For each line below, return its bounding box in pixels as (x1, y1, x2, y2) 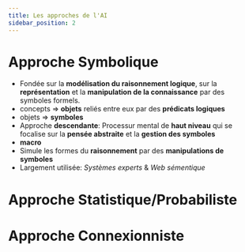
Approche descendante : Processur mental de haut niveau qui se (19, 121, 233, 130)
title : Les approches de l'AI (8, 11, 108, 20)
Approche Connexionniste (8, 227, 184, 245)
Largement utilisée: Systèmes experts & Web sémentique (19, 163, 205, 172)
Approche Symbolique (8, 53, 159, 71)
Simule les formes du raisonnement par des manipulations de (19, 146, 224, 156)
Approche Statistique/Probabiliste (8, 190, 238, 209)
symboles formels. (19, 96, 81, 105)
